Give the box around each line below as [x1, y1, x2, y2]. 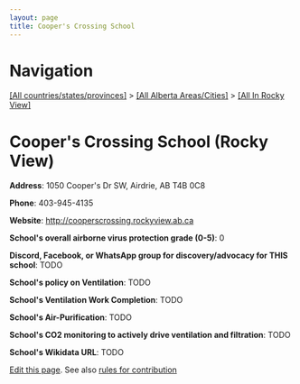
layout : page [9, 13, 59, 23]
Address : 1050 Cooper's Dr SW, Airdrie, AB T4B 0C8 [9, 180, 206, 191]
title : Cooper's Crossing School [9, 22, 136, 31]
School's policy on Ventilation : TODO [9, 277, 152, 288]
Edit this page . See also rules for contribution [9, 364, 178, 375]
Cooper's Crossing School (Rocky [9, 132, 269, 151]
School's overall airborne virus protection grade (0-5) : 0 [9, 233, 225, 243]
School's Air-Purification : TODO [9, 312, 133, 323]
